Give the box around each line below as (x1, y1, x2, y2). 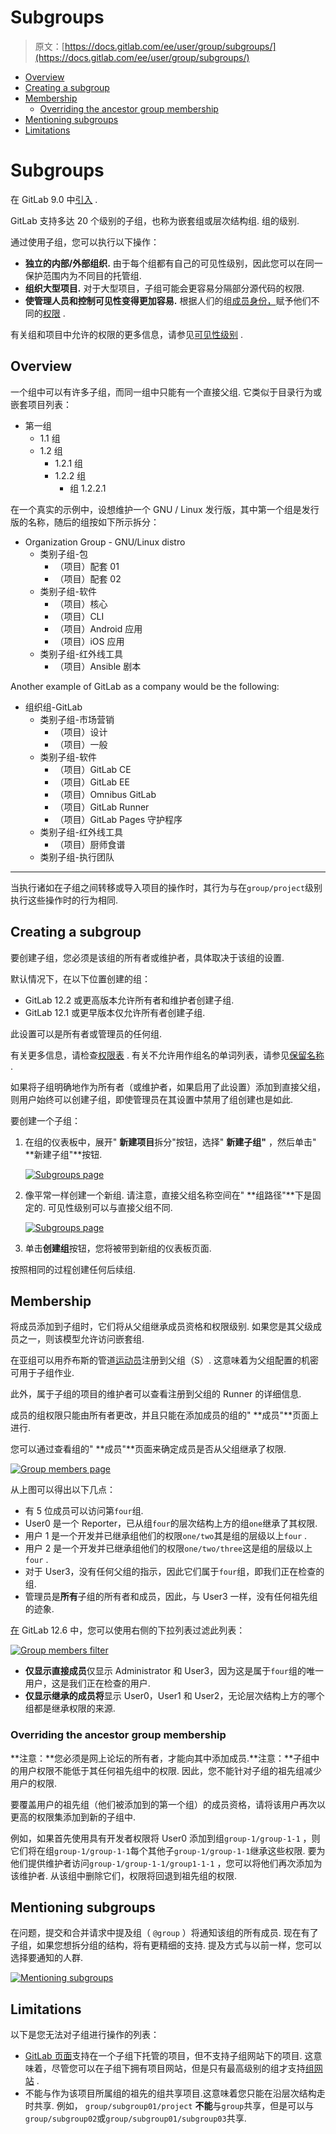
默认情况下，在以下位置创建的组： (10, 972, 151, 985)
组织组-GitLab (24, 701, 83, 713)
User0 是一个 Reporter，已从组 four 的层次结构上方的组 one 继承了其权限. (24, 1517, 318, 1530)
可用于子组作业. (10, 1367, 75, 1379)
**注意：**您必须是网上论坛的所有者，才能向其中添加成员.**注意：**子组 (10, 1752, 312, 1764)
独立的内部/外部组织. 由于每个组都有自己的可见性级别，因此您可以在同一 (24, 257, 323, 269)
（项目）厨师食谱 (54, 838, 126, 850)
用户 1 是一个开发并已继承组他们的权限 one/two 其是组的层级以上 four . (24, 1530, 308, 1542)
